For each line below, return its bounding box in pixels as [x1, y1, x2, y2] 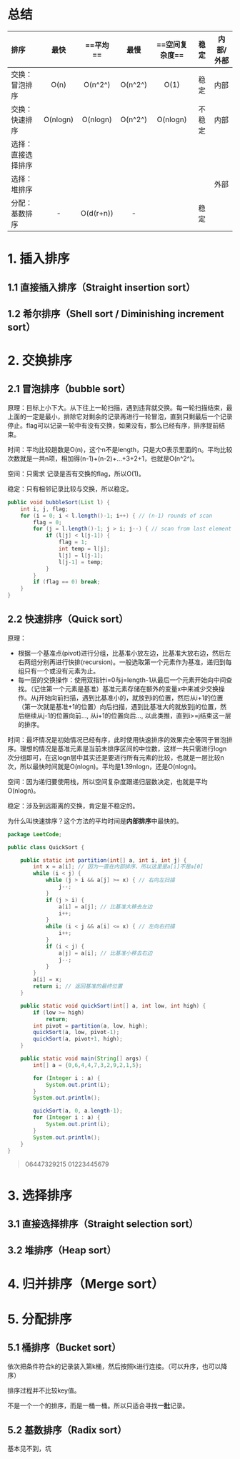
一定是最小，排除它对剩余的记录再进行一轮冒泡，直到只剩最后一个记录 [26, 412, 233, 421]
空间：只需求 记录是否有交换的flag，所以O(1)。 [7, 469, 145, 478]
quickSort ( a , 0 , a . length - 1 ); [33, 1108, 123, 1115]
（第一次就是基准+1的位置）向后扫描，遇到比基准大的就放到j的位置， [17, 702, 221, 711]
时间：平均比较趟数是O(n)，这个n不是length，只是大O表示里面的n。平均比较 [7, 445, 233, 453]
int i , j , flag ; [20, 505, 69, 513]
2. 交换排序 [7, 353, 73, 368]
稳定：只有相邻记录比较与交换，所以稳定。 [7, 484, 133, 493]
